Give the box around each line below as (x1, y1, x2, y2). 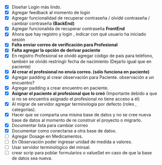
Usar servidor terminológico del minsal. (11, 145, 91, 150)
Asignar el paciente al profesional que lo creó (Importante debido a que (11, 90, 158, 96)
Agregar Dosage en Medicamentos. (11, 133, 83, 139)
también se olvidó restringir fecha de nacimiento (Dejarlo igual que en (11, 58, 152, 64)
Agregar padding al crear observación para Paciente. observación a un (11, 74, 154, 80)
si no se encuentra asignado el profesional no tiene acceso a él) (11, 96, 140, 102)
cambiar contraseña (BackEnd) (11, 20, 75, 26)
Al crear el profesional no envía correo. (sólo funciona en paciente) (11, 69, 150, 74)
